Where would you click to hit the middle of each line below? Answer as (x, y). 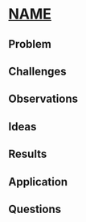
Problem (30, 44)
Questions (35, 209)
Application (38, 182)
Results (28, 154)
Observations (43, 99)
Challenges (37, 71)
